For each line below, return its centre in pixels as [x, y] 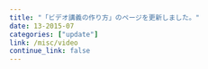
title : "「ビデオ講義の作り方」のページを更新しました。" [104, 17]
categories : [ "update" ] [54, 34]
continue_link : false [50, 51]
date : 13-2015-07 [42, 26]
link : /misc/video [44, 43]
